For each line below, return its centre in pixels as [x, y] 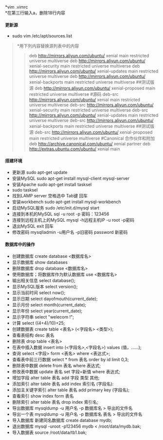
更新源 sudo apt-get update [40, 173]
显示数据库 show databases [40, 262]
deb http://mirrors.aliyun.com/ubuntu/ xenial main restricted [89, 56]
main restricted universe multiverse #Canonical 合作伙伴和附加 [92, 139]
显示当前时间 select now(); [39, 292]
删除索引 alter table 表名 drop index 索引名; [55, 402]
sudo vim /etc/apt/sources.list [42, 36]
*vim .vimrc [17, 7]
